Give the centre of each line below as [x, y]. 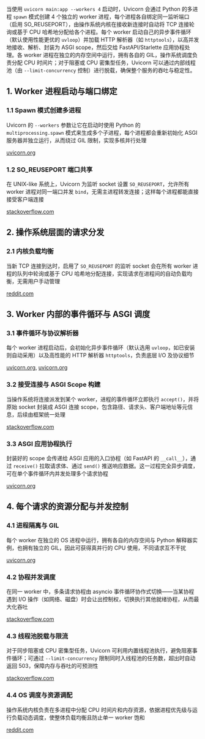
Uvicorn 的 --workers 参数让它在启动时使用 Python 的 [73, 125]
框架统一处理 [49, 414]
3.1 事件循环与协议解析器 [43, 333]
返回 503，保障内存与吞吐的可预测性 [52, 666]
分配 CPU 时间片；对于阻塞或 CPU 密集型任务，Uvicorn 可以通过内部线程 [103, 63]
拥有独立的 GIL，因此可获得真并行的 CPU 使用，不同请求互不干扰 [104, 548]
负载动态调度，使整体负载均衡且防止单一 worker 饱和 [78, 717]
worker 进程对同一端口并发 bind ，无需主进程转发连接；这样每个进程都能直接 [102, 191]
